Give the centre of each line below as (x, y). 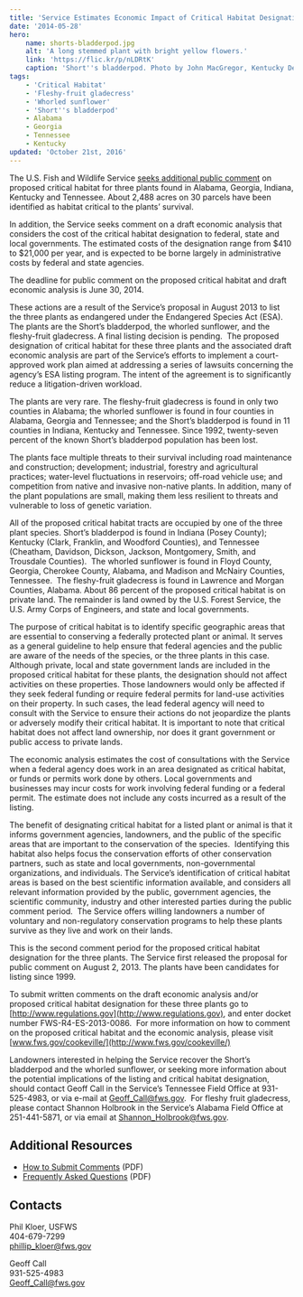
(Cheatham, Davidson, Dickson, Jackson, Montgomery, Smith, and (133, 551)
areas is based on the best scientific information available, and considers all (150, 882)
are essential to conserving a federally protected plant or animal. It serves (146, 636)
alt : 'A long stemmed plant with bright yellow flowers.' (137, 51)
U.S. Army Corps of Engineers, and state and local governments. (129, 609)
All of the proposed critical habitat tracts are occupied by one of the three (146, 523)
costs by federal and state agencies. (77, 262)
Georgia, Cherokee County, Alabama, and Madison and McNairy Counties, (147, 571)
